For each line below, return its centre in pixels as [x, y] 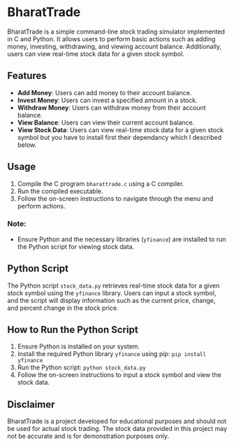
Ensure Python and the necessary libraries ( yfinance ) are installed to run [122, 239]
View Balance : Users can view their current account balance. [106, 122]
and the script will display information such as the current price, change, [111, 300]
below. [27, 145]
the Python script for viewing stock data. [76, 246]
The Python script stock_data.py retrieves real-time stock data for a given [114, 285]
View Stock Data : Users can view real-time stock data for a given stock [120, 129]
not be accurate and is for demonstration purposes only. [88, 436]
